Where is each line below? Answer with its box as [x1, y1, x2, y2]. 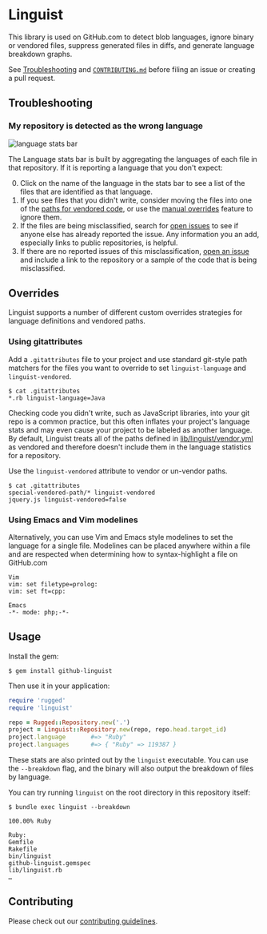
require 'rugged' [8, 696, 66, 704]
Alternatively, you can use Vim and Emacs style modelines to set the [8, 533, 233, 542]
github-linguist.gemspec [8, 860, 91, 868]
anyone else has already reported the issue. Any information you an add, [19, 229, 260, 239]
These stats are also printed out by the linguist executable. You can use [8, 755, 249, 765]
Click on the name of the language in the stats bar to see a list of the [19, 178, 245, 187]
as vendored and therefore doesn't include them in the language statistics [8, 442, 252, 452]
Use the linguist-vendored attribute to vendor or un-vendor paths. [8, 466, 228, 476]
